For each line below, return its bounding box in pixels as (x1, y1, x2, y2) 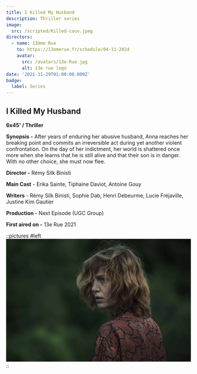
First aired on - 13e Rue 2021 (6, 220, 76, 228)
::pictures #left (6, 232, 42, 239)
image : (6, 22, 22, 28)
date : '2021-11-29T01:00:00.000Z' (6, 71, 91, 77)
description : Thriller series (6, 15, 80, 22)
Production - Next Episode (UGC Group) (6, 209, 104, 216)
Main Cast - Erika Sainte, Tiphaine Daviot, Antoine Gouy (6, 181, 142, 188)
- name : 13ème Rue (11, 40, 57, 46)
